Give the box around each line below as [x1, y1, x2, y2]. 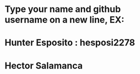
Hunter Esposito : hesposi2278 [4, 37, 136, 48]
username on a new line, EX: [4, 14, 125, 25]
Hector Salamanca [4, 60, 83, 71]
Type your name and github [4, 3, 121, 15]
